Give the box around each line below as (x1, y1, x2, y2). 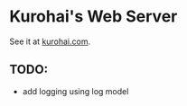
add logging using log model (22, 85, 129, 96)
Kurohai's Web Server (9, 6, 178, 27)
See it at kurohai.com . (9, 36, 91, 47)
